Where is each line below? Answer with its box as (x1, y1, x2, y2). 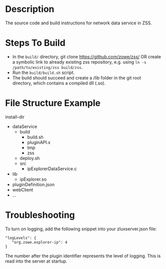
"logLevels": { (5, 235, 37, 240)
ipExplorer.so (19, 176, 47, 182)
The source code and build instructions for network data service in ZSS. (5, 20, 152, 26)
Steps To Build (5, 37, 66, 49)
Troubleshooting (5, 209, 75, 220)
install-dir (5, 114, 25, 120)
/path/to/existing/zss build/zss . (12, 64, 83, 70)
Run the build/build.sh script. (12, 69, 75, 75)
